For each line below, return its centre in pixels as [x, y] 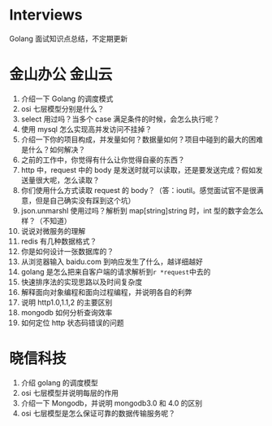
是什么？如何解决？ [53, 149]
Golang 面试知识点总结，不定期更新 [69, 38]
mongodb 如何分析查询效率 [67, 312]
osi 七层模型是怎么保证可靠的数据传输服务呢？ [98, 413]
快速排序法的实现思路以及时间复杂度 [82, 282]
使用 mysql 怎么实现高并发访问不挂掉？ [86, 129]
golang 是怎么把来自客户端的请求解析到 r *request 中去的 [116, 271]
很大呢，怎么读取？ [67, 180]
